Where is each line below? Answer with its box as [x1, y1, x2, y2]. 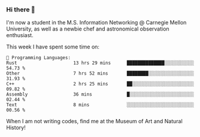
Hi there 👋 [6, 5, 36, 14]
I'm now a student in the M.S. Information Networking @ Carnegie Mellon [6, 19, 187, 26]
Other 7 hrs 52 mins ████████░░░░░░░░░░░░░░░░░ [6, 71, 195, 77]
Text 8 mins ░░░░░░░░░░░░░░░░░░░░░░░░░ [6, 102, 195, 108]
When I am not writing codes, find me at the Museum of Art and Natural [6, 118, 183, 125]
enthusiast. [6, 32, 34, 39]
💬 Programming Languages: [6, 55, 71, 61]
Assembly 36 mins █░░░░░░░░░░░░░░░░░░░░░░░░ [6, 92, 195, 98]
